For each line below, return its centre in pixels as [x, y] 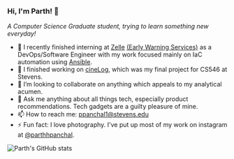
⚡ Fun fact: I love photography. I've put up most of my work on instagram [122, 125]
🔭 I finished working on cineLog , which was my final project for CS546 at [122, 70]
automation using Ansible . [55, 62]
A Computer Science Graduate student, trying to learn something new [108, 26]
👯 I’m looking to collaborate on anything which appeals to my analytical [119, 84]
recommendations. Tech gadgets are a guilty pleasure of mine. [108, 107]
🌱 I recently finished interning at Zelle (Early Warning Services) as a [114, 47]
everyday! [22, 33]
